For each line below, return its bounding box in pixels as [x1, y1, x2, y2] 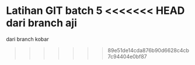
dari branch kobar [6, 35, 49, 42]
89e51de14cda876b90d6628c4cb [107, 46, 190, 53]
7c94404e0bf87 [107, 53, 147, 60]
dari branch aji [6, 16, 77, 30]
